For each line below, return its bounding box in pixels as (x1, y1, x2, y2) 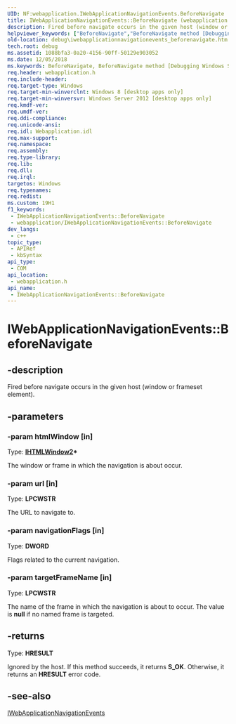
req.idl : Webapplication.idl (7, 128, 93, 135)
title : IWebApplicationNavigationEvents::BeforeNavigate (7, 17, 178, 24)
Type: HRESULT (7, 649, 54, 657)
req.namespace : (7, 141, 52, 148)
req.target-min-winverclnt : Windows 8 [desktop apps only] (7, 88, 184, 96)
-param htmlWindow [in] (7, 431, 93, 441)
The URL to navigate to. (7, 508, 76, 517)
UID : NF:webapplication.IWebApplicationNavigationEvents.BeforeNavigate (7, 10, 225, 18)
